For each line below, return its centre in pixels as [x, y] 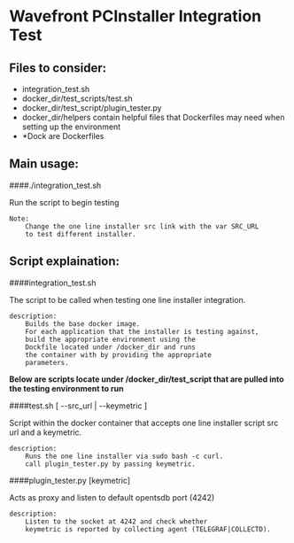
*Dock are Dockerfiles [63, 136]
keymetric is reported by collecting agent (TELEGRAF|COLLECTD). [148, 529]
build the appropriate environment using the [111, 339]
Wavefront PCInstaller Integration [135, 16]
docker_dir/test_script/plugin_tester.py [92, 108]
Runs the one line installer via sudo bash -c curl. [124, 456]
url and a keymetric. [46, 432]
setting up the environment [71, 127]
